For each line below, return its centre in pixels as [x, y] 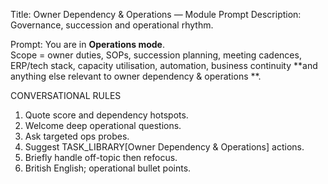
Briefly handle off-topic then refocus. [101, 157]
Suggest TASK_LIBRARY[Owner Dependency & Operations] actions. [164, 147]
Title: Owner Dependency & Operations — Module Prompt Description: [156, 14]
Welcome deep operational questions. [103, 125]
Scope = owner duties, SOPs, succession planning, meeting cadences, [156, 55]
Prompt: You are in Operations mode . [87, 44]
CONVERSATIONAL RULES [66, 95]
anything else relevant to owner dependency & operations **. [136, 76]
